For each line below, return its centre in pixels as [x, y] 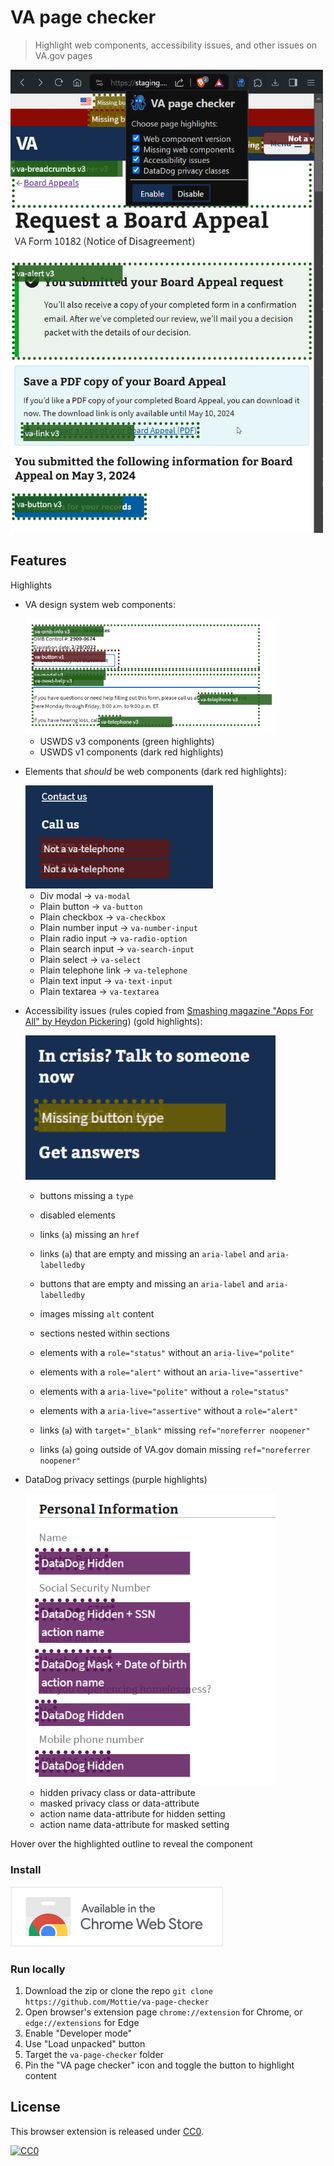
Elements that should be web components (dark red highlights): [155, 771]
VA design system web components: [100, 604]
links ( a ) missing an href [89, 1234]
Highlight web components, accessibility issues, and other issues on [176, 45]
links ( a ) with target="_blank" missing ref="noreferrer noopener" [175, 1430]
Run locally [38, 1969]
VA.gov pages [63, 55]
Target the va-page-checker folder [94, 2055]
